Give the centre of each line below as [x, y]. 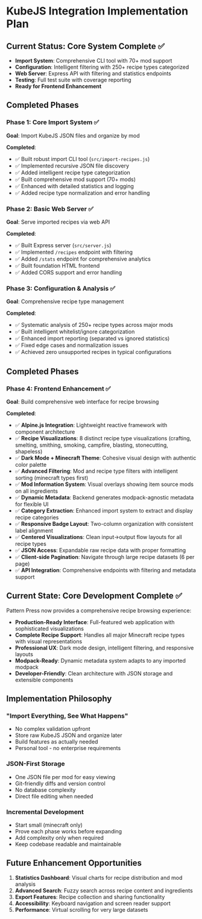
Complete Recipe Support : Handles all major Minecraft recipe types [100, 635]
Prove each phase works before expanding [68, 832]
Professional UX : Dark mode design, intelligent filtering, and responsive [104, 648]
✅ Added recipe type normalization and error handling [82, 193]
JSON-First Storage [36, 764]
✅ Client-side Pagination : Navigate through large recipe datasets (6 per [105, 557]
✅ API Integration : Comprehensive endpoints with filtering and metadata [105, 570]
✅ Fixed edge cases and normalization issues [71, 346]
